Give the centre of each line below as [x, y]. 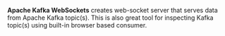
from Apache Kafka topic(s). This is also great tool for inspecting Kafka [110, 18]
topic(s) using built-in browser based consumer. [77, 25]
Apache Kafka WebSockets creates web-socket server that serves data [113, 10]
